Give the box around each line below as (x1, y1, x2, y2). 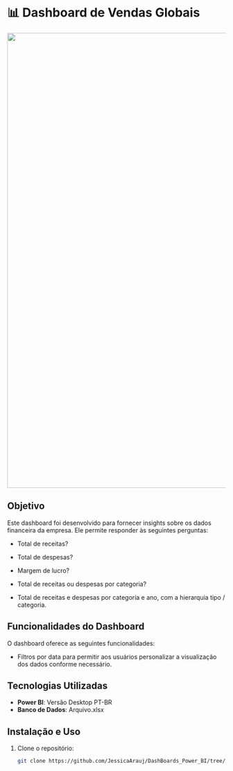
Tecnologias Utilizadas (7, 679, 108, 691)
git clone (17, 758, 46, 765)
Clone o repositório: (17, 744, 74, 752)
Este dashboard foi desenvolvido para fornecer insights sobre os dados (7, 519, 212, 527)
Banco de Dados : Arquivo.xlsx (17, 706, 105, 714)
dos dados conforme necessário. (17, 659, 112, 668)
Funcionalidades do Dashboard (7, 621, 145, 632)
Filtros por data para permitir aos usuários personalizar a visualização (17, 652, 217, 661)
